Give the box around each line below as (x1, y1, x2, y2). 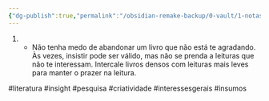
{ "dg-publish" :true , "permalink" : (8, 11, 120, 20)
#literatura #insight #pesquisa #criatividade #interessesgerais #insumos (8, 83, 247, 93)
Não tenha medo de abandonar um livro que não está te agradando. (31, 42, 256, 52)
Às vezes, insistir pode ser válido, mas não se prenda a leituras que (31, 50, 255, 60)
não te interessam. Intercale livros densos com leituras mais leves (31, 59, 249, 69)
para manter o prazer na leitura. (31, 67, 137, 77)
